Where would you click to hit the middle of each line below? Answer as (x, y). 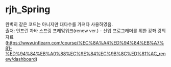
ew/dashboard (21, 59)
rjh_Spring (28, 9)
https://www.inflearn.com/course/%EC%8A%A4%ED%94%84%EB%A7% (86, 42)
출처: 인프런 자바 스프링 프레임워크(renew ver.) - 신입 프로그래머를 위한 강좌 (81, 30)
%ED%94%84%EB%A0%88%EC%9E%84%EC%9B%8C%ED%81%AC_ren (86, 53)
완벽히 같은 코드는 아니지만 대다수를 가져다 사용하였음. (59, 24)
